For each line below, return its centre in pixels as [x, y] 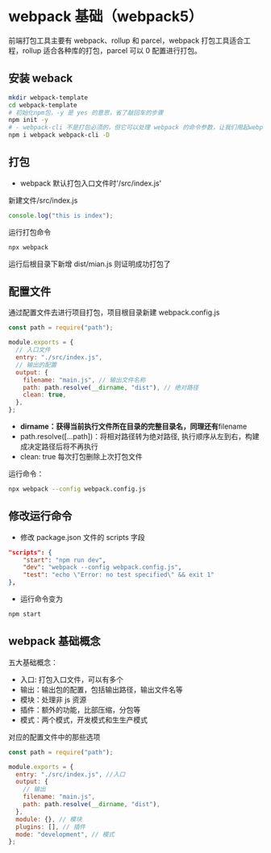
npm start [25, 614]
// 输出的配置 [36, 365]
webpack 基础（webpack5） [106, 17]
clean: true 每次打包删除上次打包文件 [81, 456]
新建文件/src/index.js [43, 200]
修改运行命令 [40, 516]
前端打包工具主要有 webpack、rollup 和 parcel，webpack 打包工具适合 [126, 40]
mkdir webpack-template [48, 98]
